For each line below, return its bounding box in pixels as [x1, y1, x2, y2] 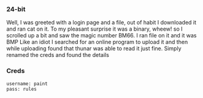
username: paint [6, 80, 48, 87]
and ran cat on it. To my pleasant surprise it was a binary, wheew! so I [6, 25, 183, 32]
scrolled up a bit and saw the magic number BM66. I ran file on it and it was [6, 32, 197, 39]
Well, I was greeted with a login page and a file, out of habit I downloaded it [6, 19, 197, 26]
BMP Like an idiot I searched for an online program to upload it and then [6, 39, 188, 46]
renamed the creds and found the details [6, 51, 109, 59]
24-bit [6, 5, 26, 13]
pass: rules [6, 86, 37, 92]
